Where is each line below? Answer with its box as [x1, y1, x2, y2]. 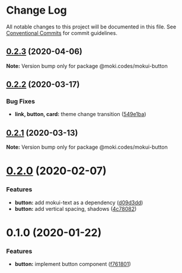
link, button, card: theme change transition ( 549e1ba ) [14, 111, 146, 118]
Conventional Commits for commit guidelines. [6, 29, 117, 36]
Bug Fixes [6, 97, 36, 105]
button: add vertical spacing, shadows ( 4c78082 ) [14, 205, 137, 212]
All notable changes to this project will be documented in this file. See [6, 23, 177, 30]
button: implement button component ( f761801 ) [14, 261, 132, 268]
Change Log [6, 4, 67, 17]
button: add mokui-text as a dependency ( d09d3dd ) [14, 199, 143, 206]
